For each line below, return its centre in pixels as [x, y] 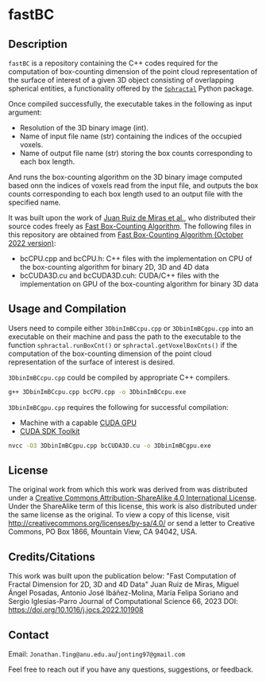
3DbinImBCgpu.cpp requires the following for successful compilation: [118, 407]
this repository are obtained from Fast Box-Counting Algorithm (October [126, 235]
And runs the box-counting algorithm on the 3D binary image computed [125, 177]
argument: [25, 112]
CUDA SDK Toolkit [50, 431]
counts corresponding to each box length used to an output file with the [126, 194]
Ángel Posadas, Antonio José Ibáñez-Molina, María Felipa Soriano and [123, 593]
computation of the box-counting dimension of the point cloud [110, 353]
